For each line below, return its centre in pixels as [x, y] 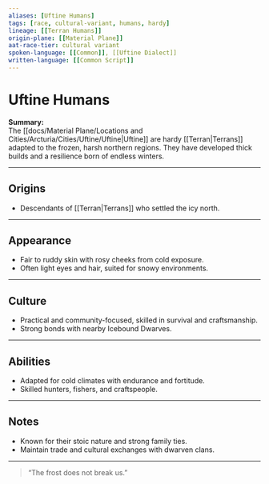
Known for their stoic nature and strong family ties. [104, 441]
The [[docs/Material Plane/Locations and [76, 130]
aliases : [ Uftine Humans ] [51, 16]
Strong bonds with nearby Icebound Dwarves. [96, 329]
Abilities [29, 361]
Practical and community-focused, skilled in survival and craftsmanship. [139, 320]
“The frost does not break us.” [78, 472]
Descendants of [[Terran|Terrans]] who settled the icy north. [120, 208]
